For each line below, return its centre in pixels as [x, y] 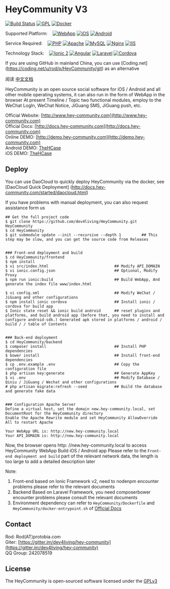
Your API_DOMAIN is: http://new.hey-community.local [62, 436]
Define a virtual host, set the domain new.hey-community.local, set [80, 409]
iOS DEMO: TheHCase [29, 153]
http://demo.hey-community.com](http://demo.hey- [91, 137]
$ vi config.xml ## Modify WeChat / [80, 293]
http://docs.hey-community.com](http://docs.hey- [89, 126]
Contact [18, 524]
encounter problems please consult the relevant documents [75, 497]
